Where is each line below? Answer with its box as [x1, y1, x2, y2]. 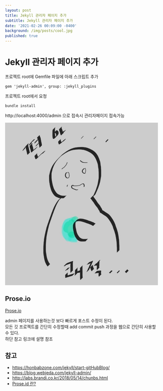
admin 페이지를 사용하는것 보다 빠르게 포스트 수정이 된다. [5, 317, 113, 323]
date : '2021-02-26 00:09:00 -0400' [5, 23, 77, 28]
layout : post [5, 8, 32, 13]
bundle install [5, 103, 36, 108]
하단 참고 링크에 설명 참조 [5, 336, 53, 342]
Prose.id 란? [12, 381, 36, 387]
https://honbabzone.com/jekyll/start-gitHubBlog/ [12, 365, 110, 371]
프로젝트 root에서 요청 [5, 93, 47, 99]
